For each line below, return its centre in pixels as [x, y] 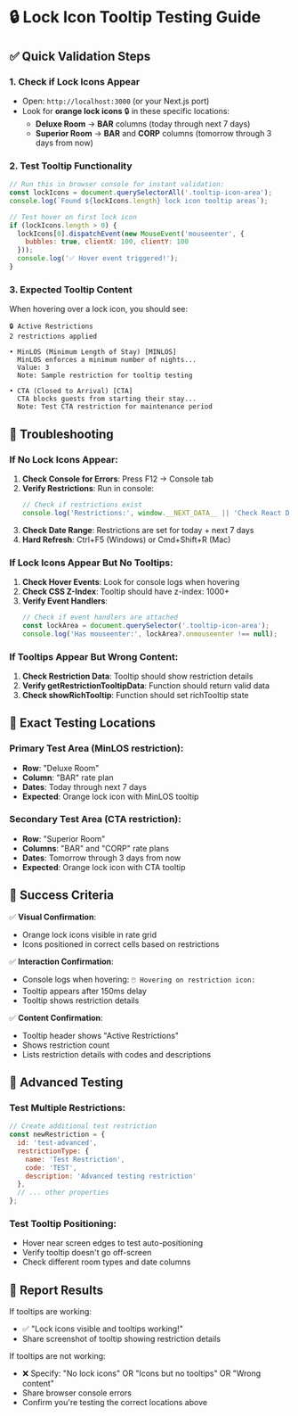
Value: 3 [33, 368]
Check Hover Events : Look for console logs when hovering [131, 581]
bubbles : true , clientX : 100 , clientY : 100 [107, 242]
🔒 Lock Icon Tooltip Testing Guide [135, 17]
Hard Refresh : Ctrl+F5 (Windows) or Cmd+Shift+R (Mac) [126, 539]
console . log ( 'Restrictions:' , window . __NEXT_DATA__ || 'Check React [152, 513]
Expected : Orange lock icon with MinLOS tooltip [110, 796]
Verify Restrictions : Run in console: [88, 488]
